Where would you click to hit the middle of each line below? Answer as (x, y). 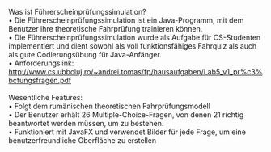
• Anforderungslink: (41, 63)
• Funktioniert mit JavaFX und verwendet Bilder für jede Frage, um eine (127, 132)
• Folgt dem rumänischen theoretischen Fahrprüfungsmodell (109, 106)
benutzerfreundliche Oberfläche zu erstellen (83, 140)
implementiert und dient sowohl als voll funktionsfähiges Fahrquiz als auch (133, 46)
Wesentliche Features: (46, 97)
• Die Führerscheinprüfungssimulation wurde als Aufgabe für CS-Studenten (135, 37)
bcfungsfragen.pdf (40, 80)
